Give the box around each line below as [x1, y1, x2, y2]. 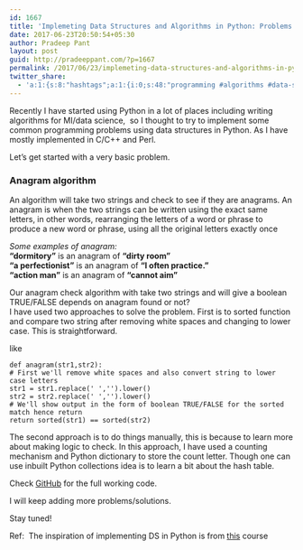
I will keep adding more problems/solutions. [9, 495, 171, 506]
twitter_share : [9, 72, 67, 81]
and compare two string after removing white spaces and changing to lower [9, 315, 291, 326]
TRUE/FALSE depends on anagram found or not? [9, 296, 191, 307]
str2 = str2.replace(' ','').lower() [9, 392, 151, 401]
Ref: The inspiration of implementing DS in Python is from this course [9, 530, 269, 541]
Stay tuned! [9, 512, 52, 524]
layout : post [9, 47, 59, 56]
